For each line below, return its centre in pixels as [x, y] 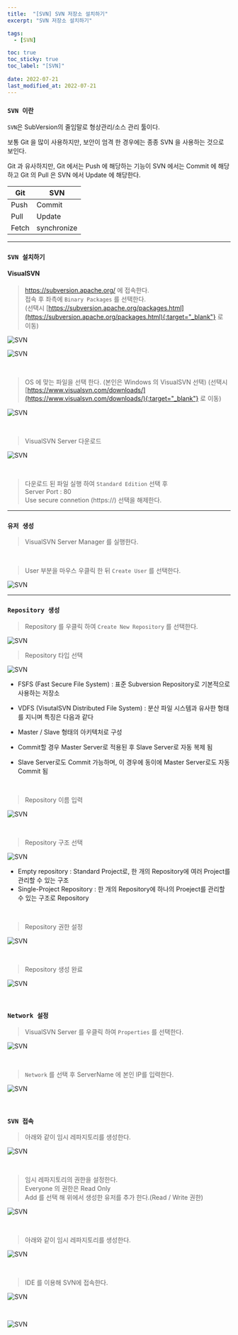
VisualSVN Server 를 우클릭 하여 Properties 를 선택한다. [104, 1032]
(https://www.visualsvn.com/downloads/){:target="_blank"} [112, 398]
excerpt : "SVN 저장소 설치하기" [50, 21]
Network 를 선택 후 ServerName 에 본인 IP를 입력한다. [99, 1074]
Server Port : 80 [48, 491]
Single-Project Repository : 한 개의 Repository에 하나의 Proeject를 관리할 [121, 889]
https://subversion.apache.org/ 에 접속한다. [87, 290]
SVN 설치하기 [26, 257]
